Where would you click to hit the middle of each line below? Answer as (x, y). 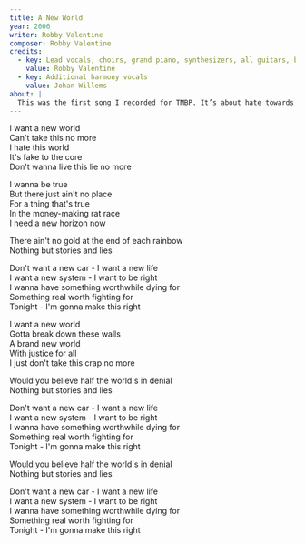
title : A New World (46, 18)
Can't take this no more (53, 138)
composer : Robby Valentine (60, 43)
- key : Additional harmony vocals (83, 77)
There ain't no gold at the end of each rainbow (96, 241)
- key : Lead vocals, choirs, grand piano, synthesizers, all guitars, (154, 60)
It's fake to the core (46, 157)
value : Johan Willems (66, 86)
